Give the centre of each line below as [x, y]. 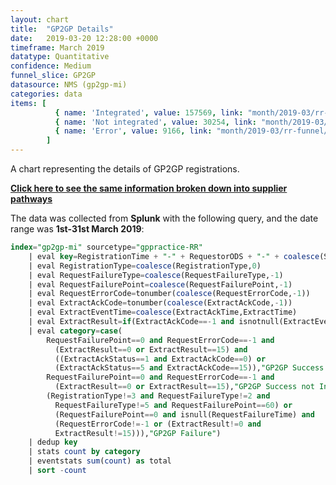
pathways [31, 199]
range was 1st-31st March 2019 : [77, 229]
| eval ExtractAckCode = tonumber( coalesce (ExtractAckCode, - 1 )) [160, 303]
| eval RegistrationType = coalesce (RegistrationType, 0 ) [145, 266]
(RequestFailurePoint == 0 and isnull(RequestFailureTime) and [184, 414]
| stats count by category [84, 452]
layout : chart [40, 19]
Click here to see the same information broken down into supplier [149, 188]
